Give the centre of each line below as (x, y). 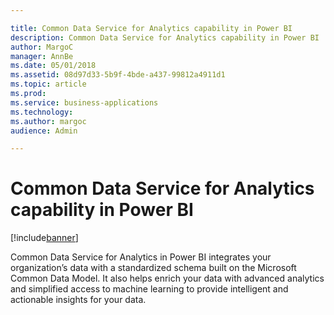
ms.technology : (42, 112)
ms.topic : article (48, 84)
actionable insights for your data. (78, 300)
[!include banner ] (44, 238)
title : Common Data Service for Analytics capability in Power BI (151, 28)
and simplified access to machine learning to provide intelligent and (149, 289)
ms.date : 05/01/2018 (53, 66)
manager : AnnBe (42, 56)
